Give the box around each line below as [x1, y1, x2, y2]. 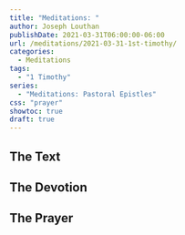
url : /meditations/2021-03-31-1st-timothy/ [9, 38, 178, 48]
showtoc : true [9, 107, 64, 116]
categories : [9, 47, 55, 56]
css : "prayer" [9, 97, 64, 107]
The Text [9, 148, 61, 164]
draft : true [9, 115, 55, 124]
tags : [9, 65, 30, 74]
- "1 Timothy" [17, 73, 71, 82]
